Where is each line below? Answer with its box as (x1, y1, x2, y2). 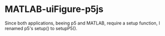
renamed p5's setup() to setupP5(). (5, 25, 78, 31)
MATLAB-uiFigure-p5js (5, 3, 104, 15)
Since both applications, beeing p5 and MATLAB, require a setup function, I (5, 20, 160, 26)
